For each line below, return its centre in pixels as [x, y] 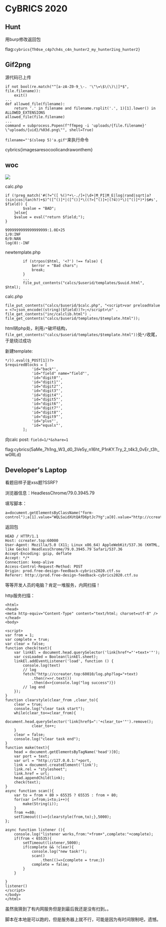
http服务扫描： [20, 596]
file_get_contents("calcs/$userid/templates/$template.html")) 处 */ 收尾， [82, 334]
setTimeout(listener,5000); [52, 843]
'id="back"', [45, 369]
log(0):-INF [17, 243]
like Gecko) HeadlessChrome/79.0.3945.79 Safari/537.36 [64, 549]
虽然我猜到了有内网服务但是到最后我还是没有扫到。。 [58, 909]
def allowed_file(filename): [35, 104]
